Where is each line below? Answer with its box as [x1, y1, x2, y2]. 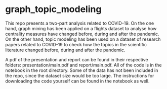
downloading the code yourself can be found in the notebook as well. [5, 78, 150, 84]
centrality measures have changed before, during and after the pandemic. [5, 31, 159, 37]
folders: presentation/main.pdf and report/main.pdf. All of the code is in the [5, 62, 162, 68]
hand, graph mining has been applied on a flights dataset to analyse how [5, 25, 157, 31]
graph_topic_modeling [5, 4, 102, 15]
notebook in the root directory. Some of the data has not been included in [5, 67, 158, 73]
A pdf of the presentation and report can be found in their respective [5, 56, 148, 62]
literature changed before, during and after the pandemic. [5, 47, 126, 53]
